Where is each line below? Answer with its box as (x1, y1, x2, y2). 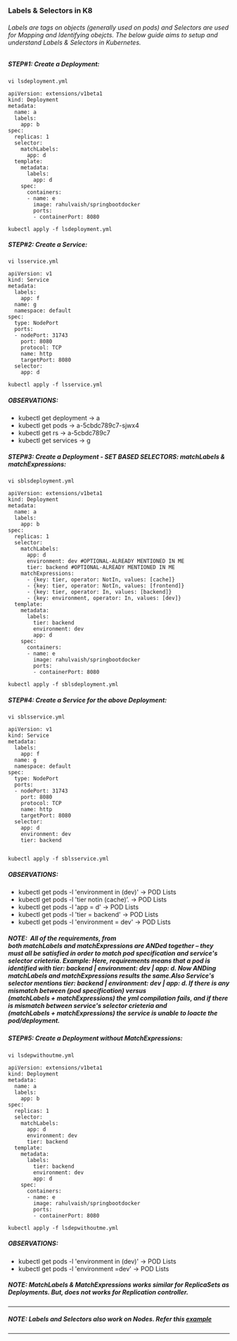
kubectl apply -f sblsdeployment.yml (8, 681, 119, 688)
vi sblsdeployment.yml (8, 478, 75, 485)
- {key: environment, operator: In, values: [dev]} (26, 594, 181, 602)
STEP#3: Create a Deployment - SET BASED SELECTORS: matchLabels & (8, 453, 226, 461)
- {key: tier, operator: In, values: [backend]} (26, 589, 172, 596)
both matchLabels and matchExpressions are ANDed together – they (8, 941, 214, 949)
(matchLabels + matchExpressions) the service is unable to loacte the (8, 1009, 218, 1017)
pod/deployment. (8, 1016, 60, 1025)
